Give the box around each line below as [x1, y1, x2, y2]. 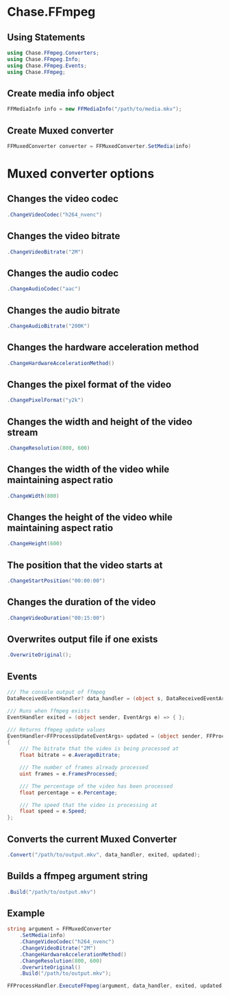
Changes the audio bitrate [7, 304, 120, 316]
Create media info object [7, 87, 115, 99]
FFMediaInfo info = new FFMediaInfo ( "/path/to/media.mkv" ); [7, 105, 183, 113]
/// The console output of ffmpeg [7, 689, 106, 696]
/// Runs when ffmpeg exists [7, 707, 90, 714]
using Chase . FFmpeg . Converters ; [7, 49, 99, 56]
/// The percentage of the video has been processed [19, 782, 173, 790]
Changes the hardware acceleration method [7, 342, 199, 353]
